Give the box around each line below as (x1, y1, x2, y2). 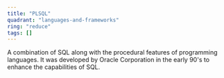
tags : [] (7, 29, 33, 37)
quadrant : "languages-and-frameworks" (7, 17, 119, 23)
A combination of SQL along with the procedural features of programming (7, 48, 218, 57)
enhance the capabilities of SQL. (7, 63, 101, 71)
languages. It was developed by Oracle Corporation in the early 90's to (7, 56, 210, 64)
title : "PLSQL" (7, 10, 51, 17)
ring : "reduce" (7, 23, 51, 30)
